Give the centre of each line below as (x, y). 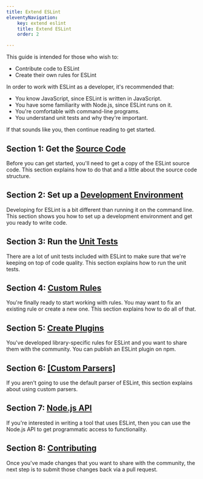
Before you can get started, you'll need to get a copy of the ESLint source (98, 163)
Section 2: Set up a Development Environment (95, 195)
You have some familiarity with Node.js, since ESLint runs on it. (94, 105)
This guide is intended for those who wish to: (62, 57)
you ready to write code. (37, 222)
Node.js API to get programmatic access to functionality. (77, 429)
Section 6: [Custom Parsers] (61, 368)
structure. (18, 176)
